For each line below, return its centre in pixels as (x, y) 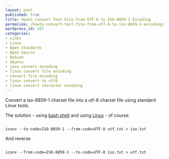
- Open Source (20, 52)
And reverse (18, 138)
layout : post (19, 10)
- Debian (14, 57)
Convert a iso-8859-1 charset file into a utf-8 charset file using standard (80, 100)
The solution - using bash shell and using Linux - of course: (67, 115)
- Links (13, 39)
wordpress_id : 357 (25, 29)
